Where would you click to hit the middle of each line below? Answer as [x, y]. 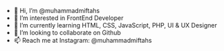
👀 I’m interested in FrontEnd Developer [68, 18]
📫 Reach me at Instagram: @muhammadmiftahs [83, 40]
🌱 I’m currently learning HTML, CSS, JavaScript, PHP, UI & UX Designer [115, 25]
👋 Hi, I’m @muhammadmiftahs [57, 11]
